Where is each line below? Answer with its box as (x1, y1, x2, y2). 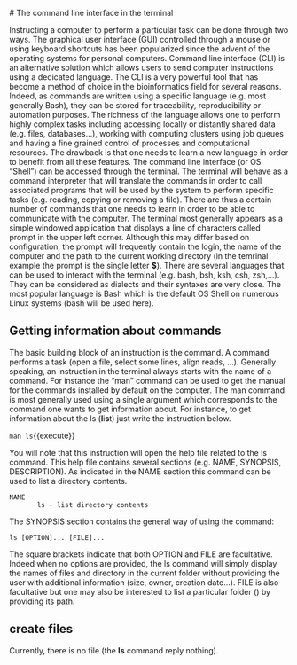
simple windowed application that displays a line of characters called (9, 223, 262, 233)
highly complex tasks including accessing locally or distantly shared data (9, 119, 277, 129)
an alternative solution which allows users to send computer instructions (9, 62, 274, 73)
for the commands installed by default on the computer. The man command (9, 385, 285, 395)
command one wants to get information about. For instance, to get (9, 403, 251, 414)
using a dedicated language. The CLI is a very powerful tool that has (9, 72, 259, 82)
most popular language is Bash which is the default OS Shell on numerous (9, 288, 279, 299)
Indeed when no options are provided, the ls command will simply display (9, 558, 277, 568)
